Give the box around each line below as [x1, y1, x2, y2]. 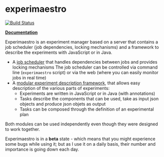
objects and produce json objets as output [19, 101, 106, 107]
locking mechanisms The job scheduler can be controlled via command [12, 64, 158, 70]
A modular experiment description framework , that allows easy [12, 80, 141, 86]
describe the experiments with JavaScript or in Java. [5, 49, 113, 55]
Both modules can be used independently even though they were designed [5, 121, 158, 127]
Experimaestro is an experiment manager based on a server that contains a [5, 39, 158, 45]
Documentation [5, 29, 38, 35]
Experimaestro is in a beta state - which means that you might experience [5, 136, 156, 142]
